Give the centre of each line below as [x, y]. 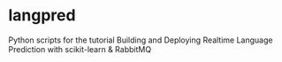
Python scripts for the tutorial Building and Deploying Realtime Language [141, 40]
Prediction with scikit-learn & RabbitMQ [80, 49]
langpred [42, 15]
